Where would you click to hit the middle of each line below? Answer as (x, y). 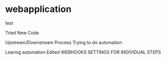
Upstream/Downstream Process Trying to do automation (64, 42)
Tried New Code (22, 32)
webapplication (38, 9)
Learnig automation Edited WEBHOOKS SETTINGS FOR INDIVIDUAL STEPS (83, 52)
